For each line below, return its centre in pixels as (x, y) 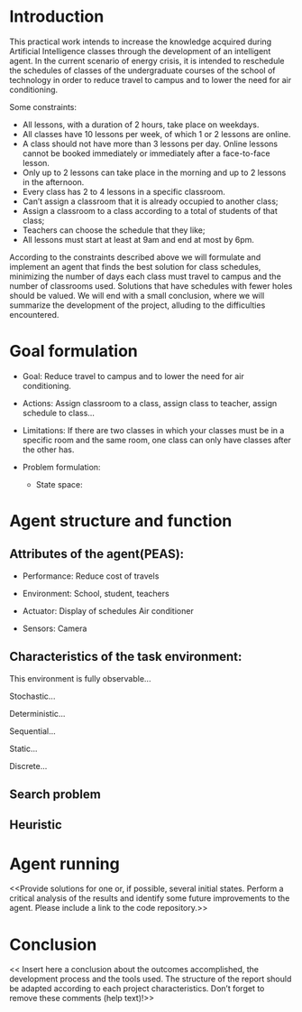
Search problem (55, 795)
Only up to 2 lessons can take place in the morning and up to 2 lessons (154, 172)
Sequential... (32, 731)
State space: (59, 484)
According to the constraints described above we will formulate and (135, 257)
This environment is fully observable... (80, 678)
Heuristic (36, 825)
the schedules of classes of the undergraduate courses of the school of (142, 70)
